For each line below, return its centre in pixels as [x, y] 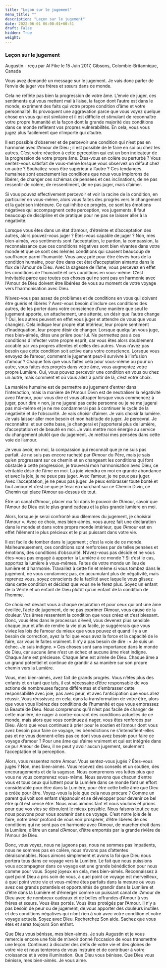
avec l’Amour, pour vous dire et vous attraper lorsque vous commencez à [80, 398]
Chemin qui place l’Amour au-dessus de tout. [51, 492]
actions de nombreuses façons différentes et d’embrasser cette [70, 688]
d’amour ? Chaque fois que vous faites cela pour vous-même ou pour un [79, 362]
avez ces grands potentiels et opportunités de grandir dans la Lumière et [79, 887]
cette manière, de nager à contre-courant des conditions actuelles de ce [79, 715]
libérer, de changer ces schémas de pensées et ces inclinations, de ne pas [81, 179]
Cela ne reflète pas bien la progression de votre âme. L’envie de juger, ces [81, 96]
